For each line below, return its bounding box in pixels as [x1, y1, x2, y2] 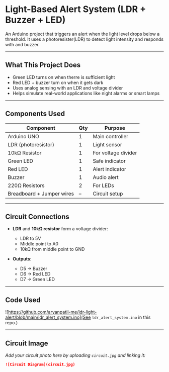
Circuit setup [93, 190, 123, 197]
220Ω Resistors [8, 182, 45, 189]
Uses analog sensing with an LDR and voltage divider [12, 84, 123, 91]
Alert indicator [93, 165, 127, 172]
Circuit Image [5, 339, 49, 347]
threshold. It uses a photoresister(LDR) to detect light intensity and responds [5, 36, 164, 42]
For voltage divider [93, 149, 137, 156]
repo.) [5, 320, 18, 326]
